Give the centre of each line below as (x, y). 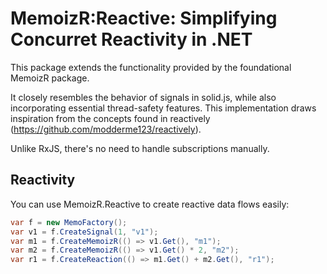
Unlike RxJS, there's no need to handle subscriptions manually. (140, 148)
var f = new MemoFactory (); (69, 222)
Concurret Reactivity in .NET (131, 39)
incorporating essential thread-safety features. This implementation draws (163, 108)
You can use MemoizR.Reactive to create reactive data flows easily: (150, 204)
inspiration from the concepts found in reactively (110, 118)
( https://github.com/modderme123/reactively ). (106, 129)
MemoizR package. (50, 78)
